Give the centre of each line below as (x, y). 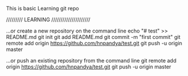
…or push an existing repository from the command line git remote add (91, 61)
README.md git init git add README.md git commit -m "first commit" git (93, 37)
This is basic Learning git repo (42, 8)
